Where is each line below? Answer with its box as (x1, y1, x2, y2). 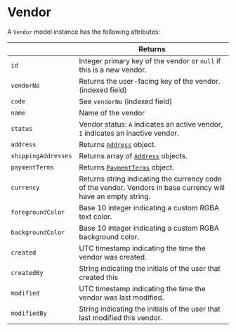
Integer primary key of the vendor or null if (79, 56, 221, 65)
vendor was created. (79, 252, 147, 262)
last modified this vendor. (79, 312, 163, 322)
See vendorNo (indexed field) (79, 96, 173, 106)
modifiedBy (11, 309, 47, 317)
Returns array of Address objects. (79, 151, 188, 160)
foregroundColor (11, 208, 65, 216)
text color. (79, 212, 112, 222)
